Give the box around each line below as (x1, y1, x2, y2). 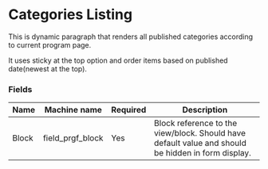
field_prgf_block (42, 133, 104, 144)
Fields (8, 83, 33, 94)
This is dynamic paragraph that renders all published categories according (8, 32, 254, 41)
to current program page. (8, 40, 92, 49)
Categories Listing (8, 6, 133, 24)
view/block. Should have (154, 128, 246, 139)
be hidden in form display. (154, 148, 251, 159)
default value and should (154, 137, 247, 148)
